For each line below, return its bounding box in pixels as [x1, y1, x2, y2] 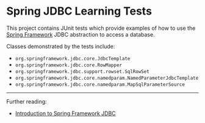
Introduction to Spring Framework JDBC [15, 110, 116, 117]
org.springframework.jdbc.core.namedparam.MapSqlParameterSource [15, 81, 185, 88]
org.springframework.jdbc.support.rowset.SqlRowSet [15, 68, 149, 74]
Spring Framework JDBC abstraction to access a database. [6, 30, 155, 38]
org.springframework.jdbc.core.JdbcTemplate [15, 55, 131, 61]
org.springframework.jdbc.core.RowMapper [15, 62, 122, 68]
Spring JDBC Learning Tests [6, 4, 153, 18]
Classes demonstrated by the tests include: [6, 43, 115, 50]
